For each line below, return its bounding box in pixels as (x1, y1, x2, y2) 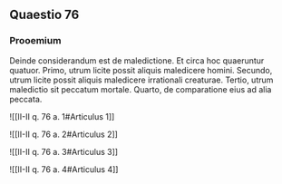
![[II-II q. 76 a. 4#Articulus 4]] (9, 163, 119, 175)
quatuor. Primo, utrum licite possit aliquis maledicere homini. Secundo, (9, 64, 273, 75)
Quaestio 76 (9, 7, 80, 23)
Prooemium (9, 34, 62, 47)
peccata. (9, 93, 43, 104)
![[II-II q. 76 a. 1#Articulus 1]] (9, 111, 115, 121)
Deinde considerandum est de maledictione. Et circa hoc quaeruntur (9, 54, 265, 66)
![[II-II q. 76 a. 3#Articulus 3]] (9, 146, 119, 157)
